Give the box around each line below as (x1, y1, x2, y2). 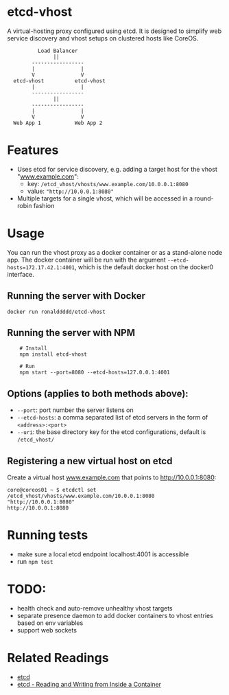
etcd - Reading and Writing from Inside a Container (16, 680, 162, 688)
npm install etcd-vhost (19, 351, 88, 358)
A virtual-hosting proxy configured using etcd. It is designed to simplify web (7, 27, 222, 35)
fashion (33, 201, 55, 209)
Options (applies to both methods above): (7, 387, 189, 399)
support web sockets (16, 626, 77, 634)
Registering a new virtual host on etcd (7, 455, 173, 467)
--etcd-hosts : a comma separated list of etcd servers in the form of (16, 413, 208, 422)
